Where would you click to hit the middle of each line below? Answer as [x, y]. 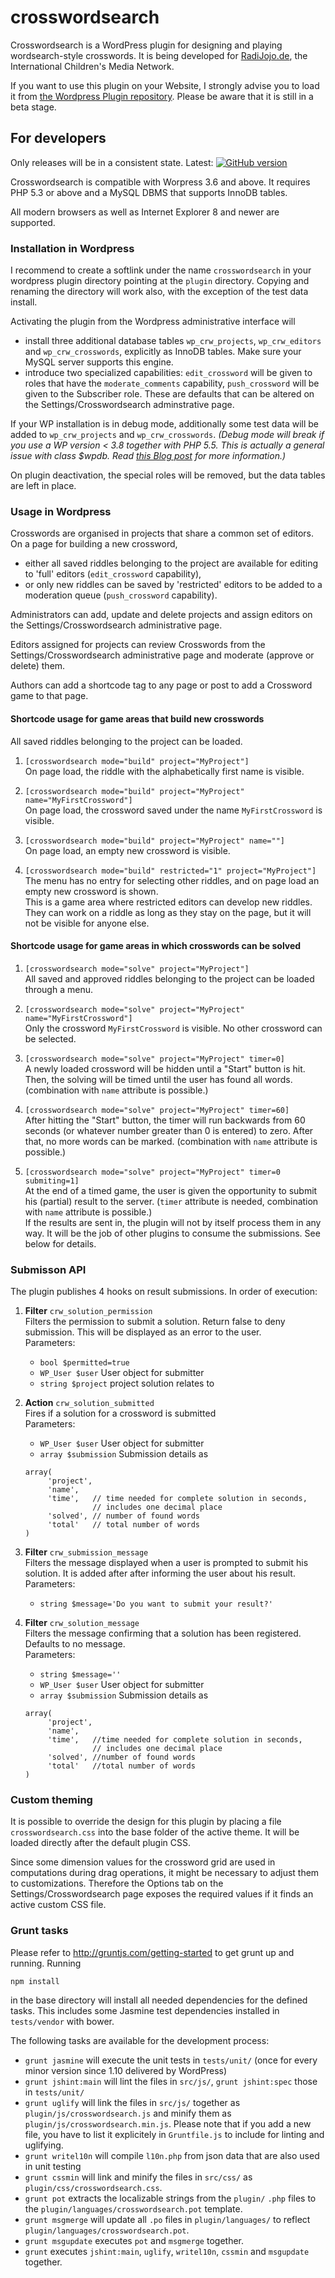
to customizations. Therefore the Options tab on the [117, 1883]
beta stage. [33, 107]
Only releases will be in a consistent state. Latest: [112, 162]
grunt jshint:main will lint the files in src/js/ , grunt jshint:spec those [171, 2081]
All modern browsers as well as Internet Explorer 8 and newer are [145, 212]
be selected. [50, 1038]
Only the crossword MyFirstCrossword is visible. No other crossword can [173, 1028]
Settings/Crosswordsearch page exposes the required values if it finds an [162, 1894]
